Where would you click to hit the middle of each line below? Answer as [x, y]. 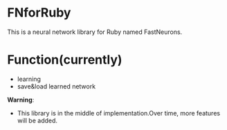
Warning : [21, 100]
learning [29, 79]
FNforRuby [39, 13]
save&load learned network [56, 86]
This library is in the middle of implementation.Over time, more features [118, 113]
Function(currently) [65, 60]
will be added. [37, 120]
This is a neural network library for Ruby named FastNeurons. [95, 32]
